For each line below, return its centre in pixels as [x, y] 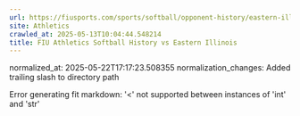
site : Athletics [39, 26]
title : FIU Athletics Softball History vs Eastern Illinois [124, 42]
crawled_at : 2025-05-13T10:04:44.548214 [86, 34]
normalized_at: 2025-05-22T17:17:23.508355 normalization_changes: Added [150, 68]
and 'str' [25, 104]
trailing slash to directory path [64, 78]
